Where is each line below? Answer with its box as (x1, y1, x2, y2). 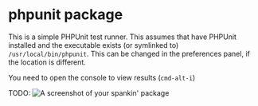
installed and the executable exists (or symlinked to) (8, 40, 179, 49)
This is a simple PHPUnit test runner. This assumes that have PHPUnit (8, 32, 237, 41)
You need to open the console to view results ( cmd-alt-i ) (8, 73, 196, 82)
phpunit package (8, 6, 123, 24)
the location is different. (8, 57, 86, 67)
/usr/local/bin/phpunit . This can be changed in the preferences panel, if (8, 49, 251, 58)
